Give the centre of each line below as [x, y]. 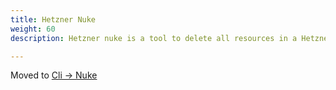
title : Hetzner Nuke [53, 19]
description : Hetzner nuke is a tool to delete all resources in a [154, 38]
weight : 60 [33, 29]
